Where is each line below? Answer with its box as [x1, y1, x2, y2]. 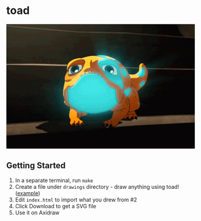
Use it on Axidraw [15, 209, 60, 216]
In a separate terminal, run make [15, 177, 94, 184]
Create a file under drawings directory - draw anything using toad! [15, 183, 180, 190]
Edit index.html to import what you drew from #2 [15, 195, 137, 203]
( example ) [15, 189, 41, 197]
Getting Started [6, 160, 66, 171]
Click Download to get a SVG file [15, 202, 97, 209]
